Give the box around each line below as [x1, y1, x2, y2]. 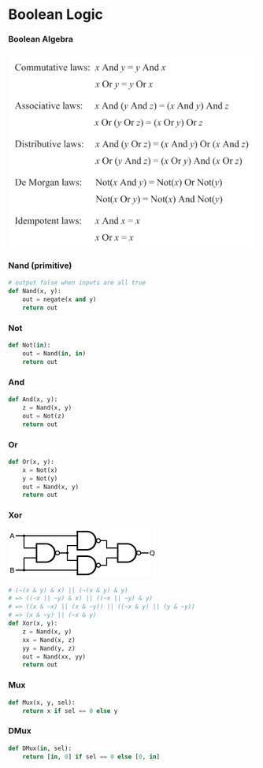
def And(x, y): [8, 395, 58, 403]
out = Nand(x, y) [22, 483, 80, 491]
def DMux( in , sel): [8, 744, 72, 752]
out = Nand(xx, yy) [22, 652, 87, 661]
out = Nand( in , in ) [22, 350, 87, 358]
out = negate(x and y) [22, 295, 97, 304]
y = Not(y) [22, 474, 58, 482]
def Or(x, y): [8, 458, 55, 466]
